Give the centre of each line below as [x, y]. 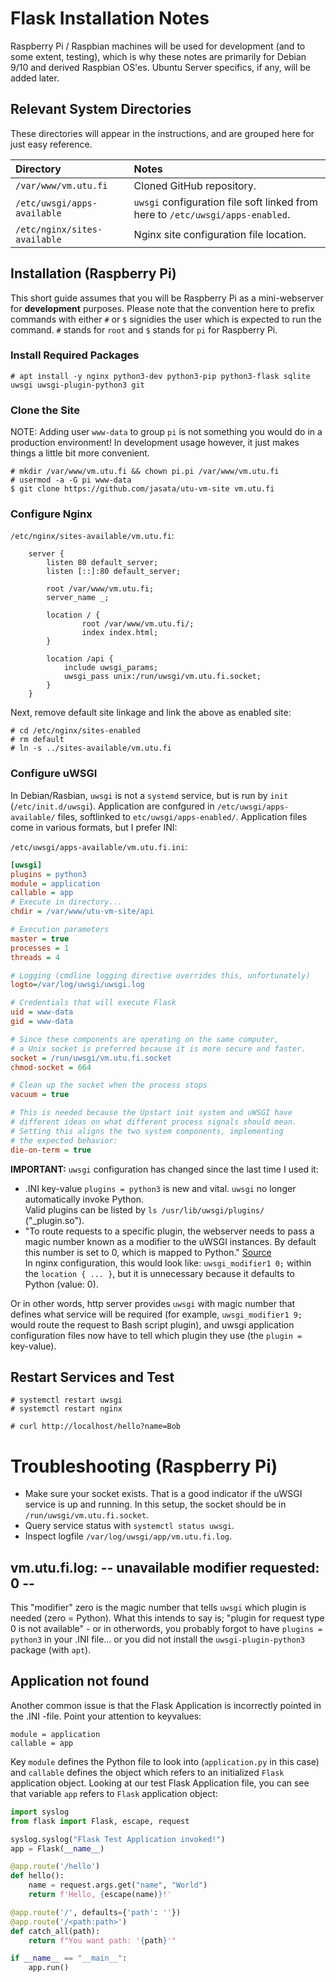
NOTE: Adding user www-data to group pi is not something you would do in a [166, 432]
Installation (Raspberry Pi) [93, 273]
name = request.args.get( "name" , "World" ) [118, 1885]
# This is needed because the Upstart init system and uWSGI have [151, 1113]
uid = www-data [42, 1012]
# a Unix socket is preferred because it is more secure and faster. [158, 1048]
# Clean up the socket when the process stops [109, 1085]
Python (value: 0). [61, 1284]
